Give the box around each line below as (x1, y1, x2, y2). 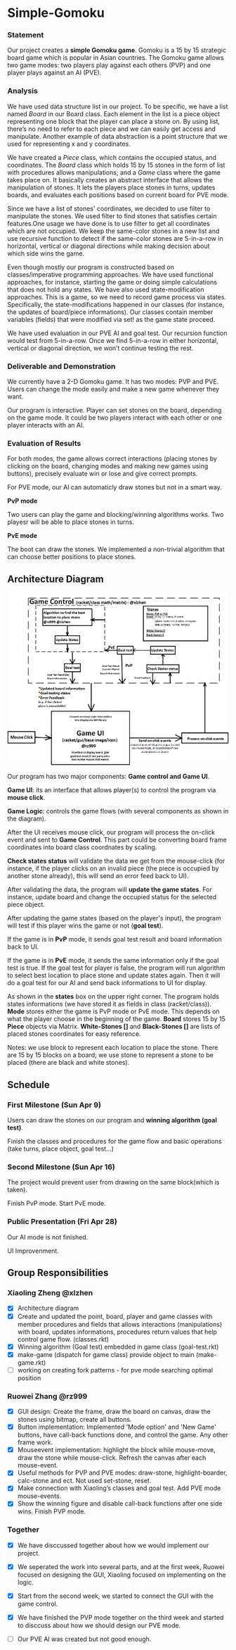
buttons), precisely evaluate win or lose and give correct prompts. (7, 470, 198, 478)
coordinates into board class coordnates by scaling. (7, 843, 157, 851)
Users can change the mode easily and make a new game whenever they (7, 385, 220, 394)
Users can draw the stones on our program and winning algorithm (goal (7, 1116, 218, 1125)
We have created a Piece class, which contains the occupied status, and (7, 153, 216, 161)
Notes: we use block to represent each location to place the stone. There (7, 1044, 218, 1052)
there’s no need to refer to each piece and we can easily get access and (7, 125, 216, 133)
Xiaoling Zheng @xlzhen (7, 1288, 93, 1298)
